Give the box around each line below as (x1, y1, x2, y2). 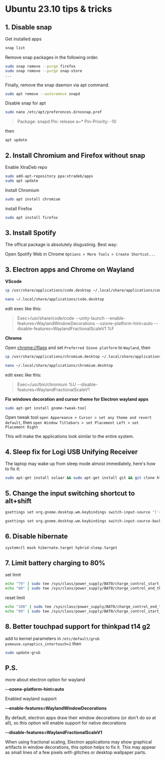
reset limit (5, 595, 26, 600)
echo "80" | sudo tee (5, 586, 50, 591)
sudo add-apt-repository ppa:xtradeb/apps (5, 173, 93, 179)
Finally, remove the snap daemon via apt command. (5, 82, 110, 88)
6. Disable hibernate (5, 532, 68, 541)
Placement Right (5, 425, 38, 430)
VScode (5, 278, 22, 284)
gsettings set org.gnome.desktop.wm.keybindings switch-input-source (5, 510, 151, 515)
